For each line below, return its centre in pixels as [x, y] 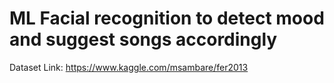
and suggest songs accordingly [143, 39]
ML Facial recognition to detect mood [167, 18]
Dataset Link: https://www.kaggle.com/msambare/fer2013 [129, 67]
